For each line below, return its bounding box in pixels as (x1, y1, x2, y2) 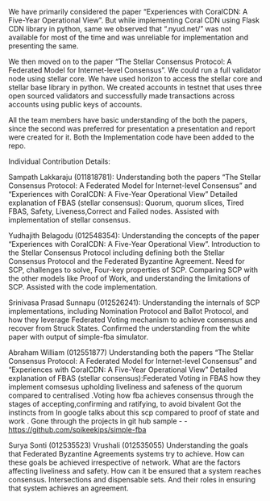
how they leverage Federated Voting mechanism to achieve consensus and (8, 315, 258, 324)
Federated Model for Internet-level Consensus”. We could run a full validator (8, 65, 261, 75)
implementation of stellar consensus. (8, 215, 131, 224)
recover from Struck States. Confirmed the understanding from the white (8, 324, 251, 333)
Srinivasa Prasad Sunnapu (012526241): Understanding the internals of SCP (8, 298, 260, 307)
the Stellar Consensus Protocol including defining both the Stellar (8, 248, 226, 257)
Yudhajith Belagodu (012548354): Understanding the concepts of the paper (8, 231, 260, 240)
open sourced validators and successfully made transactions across (8, 91, 235, 100)
